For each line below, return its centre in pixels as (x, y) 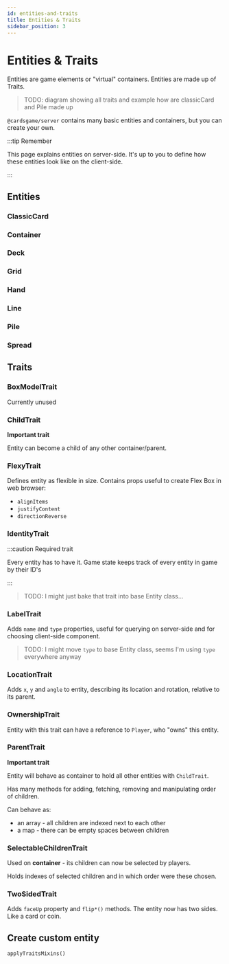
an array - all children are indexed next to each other (91, 822)
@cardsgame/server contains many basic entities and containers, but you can (115, 120)
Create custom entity (53, 938)
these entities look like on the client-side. (65, 161)
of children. (23, 796)
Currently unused (32, 402)
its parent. (21, 697)
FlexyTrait (24, 466)
